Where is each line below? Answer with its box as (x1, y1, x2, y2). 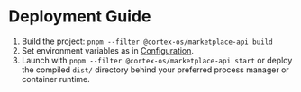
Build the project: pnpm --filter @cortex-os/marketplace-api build (21, 36, 273, 46)
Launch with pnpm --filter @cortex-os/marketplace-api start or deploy (21, 54, 293, 65)
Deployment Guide (8, 6, 151, 27)
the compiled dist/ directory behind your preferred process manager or (21, 64, 289, 75)
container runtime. (21, 73, 91, 84)
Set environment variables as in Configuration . (21, 45, 195, 55)
